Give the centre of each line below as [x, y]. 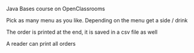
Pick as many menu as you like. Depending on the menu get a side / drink [97, 20]
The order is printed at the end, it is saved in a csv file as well [82, 32]
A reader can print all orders [41, 44]
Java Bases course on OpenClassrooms [56, 9]
